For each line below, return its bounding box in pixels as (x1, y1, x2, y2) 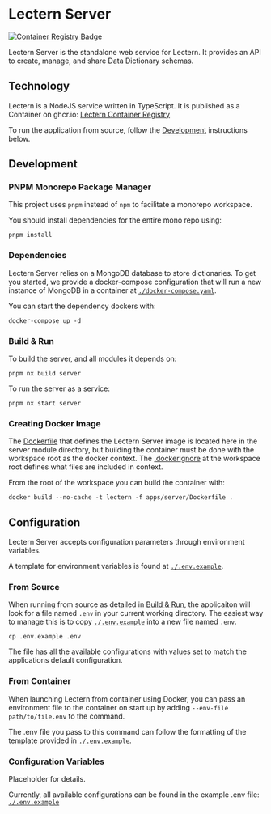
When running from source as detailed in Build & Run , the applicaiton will (8, 600, 251, 609)
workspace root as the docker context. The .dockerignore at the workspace (8, 454, 260, 464)
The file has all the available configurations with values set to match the (8, 647, 247, 656)
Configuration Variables (8, 756, 105, 767)
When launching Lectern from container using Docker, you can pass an (8, 693, 246, 704)
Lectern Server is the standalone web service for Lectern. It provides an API (8, 47, 261, 57)
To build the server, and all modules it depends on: (8, 354, 177, 364)
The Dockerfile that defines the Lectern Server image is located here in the (8, 436, 258, 446)
